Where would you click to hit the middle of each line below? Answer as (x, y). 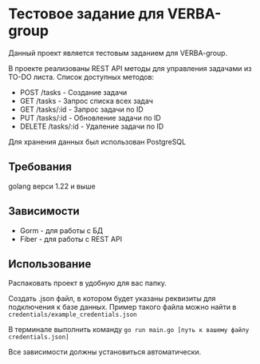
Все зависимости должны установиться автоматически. (105, 352)
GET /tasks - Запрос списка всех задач (87, 101)
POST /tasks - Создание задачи (73, 92)
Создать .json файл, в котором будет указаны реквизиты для (112, 299)
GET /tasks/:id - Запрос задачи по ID (81, 109)
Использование (50, 264)
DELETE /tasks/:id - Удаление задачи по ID (92, 126)
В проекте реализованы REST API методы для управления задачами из (130, 68)
